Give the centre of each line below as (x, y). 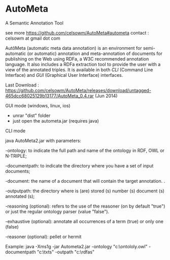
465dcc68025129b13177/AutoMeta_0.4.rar (49, 96)
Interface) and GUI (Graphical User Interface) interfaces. (64, 75)
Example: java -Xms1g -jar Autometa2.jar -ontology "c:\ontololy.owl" (77, 246)
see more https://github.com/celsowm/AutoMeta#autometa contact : (77, 33)
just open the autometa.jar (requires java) (56, 121)
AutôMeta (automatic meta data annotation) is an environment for (74, 48)
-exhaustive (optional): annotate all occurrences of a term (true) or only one (84, 221)
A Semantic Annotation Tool (34, 23)
